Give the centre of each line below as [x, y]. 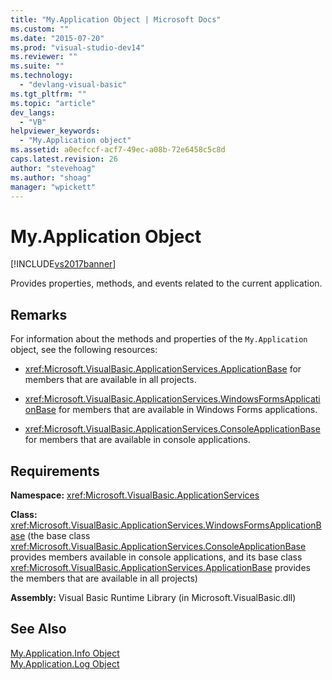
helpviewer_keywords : [55, 131]
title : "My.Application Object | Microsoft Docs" [116, 19]
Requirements [55, 471]
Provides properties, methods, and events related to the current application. [166, 283]
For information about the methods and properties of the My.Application [159, 339]
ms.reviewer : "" [44, 57]
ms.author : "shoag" [51, 177]
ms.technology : [42, 76]
